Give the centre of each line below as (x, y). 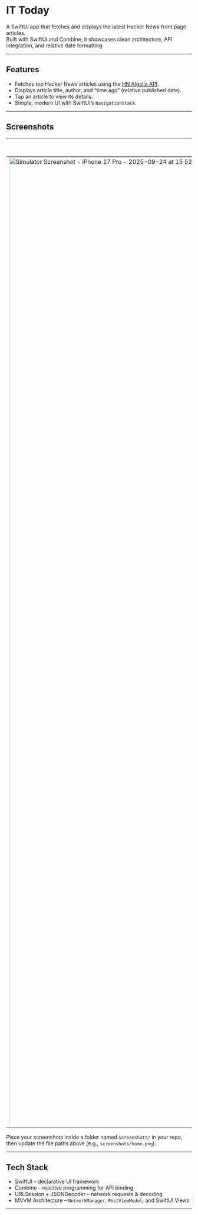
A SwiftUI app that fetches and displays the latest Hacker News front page (96, 27)
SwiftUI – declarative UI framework (57, 1182)
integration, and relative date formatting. (55, 46)
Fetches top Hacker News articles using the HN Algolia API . (87, 84)
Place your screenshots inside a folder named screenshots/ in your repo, (94, 1137)
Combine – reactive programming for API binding (74, 1188)
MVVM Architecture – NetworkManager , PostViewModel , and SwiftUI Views (102, 1200)
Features (23, 69)
